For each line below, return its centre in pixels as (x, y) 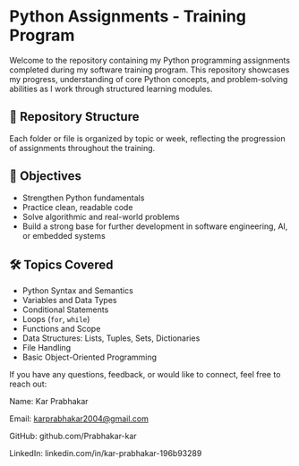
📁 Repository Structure (74, 117)
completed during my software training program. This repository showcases (149, 70)
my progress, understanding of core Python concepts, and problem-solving (149, 79)
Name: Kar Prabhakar (49, 402)
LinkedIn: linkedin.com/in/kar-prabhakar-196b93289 (106, 453)
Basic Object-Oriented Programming (90, 357)
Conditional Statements (65, 309)
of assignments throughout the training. (82, 148)
